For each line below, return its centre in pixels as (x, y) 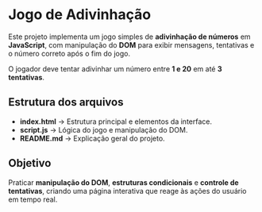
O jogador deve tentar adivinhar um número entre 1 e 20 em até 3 (115, 68)
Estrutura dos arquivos (66, 102)
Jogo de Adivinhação (80, 15)
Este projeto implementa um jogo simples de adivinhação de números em (130, 37)
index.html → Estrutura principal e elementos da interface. (116, 121)
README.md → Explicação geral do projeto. (92, 138)
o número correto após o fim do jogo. (69, 53)
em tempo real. (33, 199)
